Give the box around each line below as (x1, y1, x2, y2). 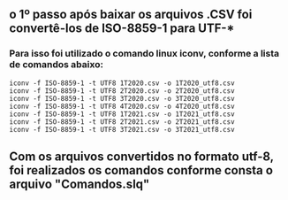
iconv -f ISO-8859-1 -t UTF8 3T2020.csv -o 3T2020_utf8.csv (9, 94, 236, 103)
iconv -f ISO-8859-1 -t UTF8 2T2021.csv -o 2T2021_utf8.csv (9, 117, 236, 127)
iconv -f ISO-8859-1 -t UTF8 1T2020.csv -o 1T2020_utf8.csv (9, 79, 236, 88)
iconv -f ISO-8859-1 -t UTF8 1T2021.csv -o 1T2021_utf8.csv (9, 110, 236, 119)
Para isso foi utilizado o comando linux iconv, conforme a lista (9, 48, 280, 60)
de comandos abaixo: (9, 58, 104, 71)
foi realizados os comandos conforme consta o (9, 163, 274, 178)
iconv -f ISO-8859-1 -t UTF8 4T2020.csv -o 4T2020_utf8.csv (9, 102, 236, 111)
